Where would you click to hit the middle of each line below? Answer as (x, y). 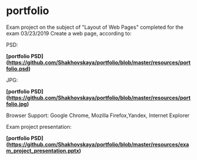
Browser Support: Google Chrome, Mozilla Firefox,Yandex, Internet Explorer (98, 115)
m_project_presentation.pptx (43, 151)
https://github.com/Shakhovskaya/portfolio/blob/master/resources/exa (98, 144)
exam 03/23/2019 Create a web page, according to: (69, 33)
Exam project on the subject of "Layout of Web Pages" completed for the (95, 27)
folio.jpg (17, 104)
